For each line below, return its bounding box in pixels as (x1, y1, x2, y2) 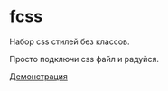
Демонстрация (9, 70, 68, 82)
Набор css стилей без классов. (9, 36, 130, 47)
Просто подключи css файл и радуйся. (9, 53, 160, 64)
